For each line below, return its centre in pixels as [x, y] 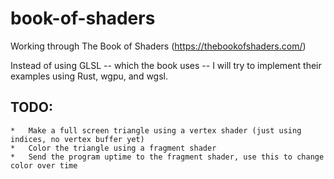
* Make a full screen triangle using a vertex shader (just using [156, 130]
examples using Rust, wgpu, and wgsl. [89, 76]
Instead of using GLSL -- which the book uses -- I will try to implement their [166, 65]
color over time [44, 165]
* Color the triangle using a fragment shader [113, 148]
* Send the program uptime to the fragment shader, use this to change [167, 157]
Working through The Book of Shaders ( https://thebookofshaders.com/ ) [158, 46]
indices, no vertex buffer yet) [77, 139]
